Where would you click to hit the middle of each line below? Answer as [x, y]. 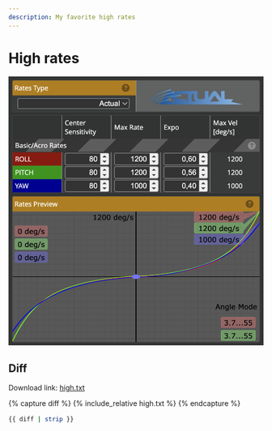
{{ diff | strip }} [41, 419]
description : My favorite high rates [72, 17]
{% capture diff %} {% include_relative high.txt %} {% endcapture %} [125, 403]
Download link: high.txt [47, 387]
